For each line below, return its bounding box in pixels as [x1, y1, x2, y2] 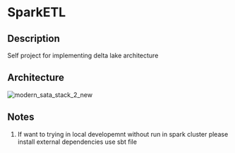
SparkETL [7, 4, 66, 21]
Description [7, 33, 60, 45]
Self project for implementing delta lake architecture [7, 51, 159, 59]
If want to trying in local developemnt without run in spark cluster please [17, 130, 229, 138]
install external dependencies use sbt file [17, 137, 138, 146]
